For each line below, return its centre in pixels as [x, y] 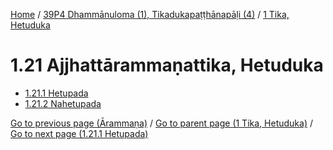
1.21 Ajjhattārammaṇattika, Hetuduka [167, 65]
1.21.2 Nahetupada [63, 103]
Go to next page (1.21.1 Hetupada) [79, 133]
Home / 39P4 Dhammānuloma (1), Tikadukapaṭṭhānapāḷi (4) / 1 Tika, [150, 14]
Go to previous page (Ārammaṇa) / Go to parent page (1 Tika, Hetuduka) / [161, 123]
